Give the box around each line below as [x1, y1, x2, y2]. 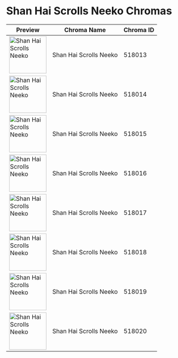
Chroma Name [64, 26, 106, 34]
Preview [15, 26, 40, 34]
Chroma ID [123, 26, 155, 34]
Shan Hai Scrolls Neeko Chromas [6, 4, 173, 18]
